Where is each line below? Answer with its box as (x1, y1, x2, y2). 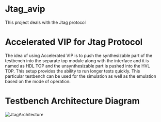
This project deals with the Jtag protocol (5, 19, 86, 25)
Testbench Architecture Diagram (5, 96, 140, 106)
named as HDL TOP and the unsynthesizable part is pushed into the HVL (5, 63, 150, 69)
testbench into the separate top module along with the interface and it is (5, 57, 149, 64)
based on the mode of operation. (5, 78, 71, 84)
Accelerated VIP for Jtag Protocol (5, 36, 143, 48)
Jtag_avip (5, 3, 45, 15)
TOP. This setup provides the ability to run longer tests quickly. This (5, 68, 141, 74)
